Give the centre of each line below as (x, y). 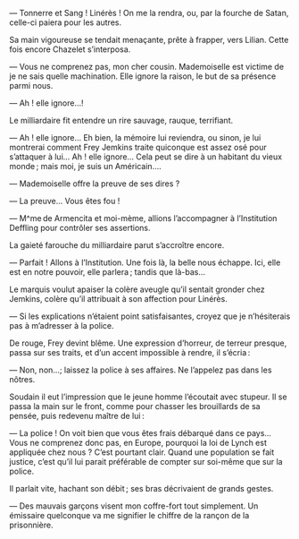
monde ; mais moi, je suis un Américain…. (86, 166)
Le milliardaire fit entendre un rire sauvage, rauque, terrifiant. (121, 120)
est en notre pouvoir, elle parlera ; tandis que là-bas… (108, 272)
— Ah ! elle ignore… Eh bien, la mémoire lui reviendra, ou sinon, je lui (135, 137)
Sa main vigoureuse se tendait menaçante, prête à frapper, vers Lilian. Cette (149, 40)
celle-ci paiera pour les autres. (66, 22)
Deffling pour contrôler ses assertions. (80, 228)
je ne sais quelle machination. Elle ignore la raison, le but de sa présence (143, 76)
